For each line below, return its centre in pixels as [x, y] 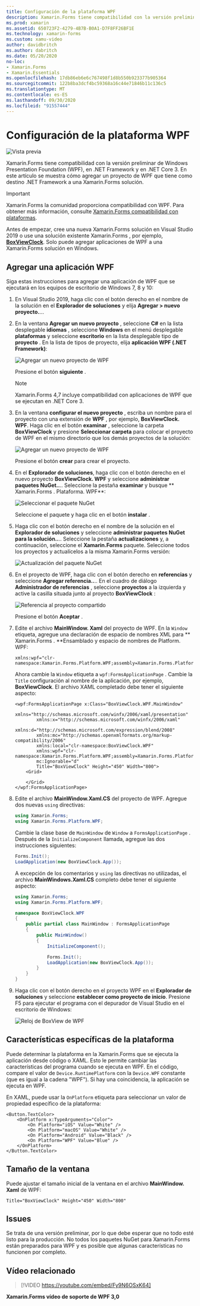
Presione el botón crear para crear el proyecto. [72, 461]
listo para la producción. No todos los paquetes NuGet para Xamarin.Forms [98, 1239]
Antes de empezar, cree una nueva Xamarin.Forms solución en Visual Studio [100, 229]
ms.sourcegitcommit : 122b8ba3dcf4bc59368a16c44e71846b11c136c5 [86, 84]
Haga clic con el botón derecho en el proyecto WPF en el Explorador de [103, 991]
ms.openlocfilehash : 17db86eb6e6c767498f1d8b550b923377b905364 [86, 78]
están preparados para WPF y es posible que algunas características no [95, 1246]
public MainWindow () [62, 935]
